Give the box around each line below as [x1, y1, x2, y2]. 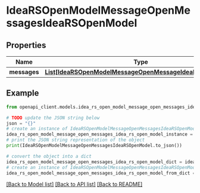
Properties [6, 40, 46, 50]
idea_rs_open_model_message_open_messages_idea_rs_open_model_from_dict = [6, 170, 196, 176]
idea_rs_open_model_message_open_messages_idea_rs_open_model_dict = [6, 159, 183, 165]
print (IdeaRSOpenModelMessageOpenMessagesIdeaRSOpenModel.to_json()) [6, 143, 183, 149]
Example [6, 88, 39, 99]
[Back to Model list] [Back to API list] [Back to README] [6, 180, 143, 188]
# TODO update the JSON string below [6, 115, 100, 121]
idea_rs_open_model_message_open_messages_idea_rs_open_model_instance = [6, 131, 193, 137]
